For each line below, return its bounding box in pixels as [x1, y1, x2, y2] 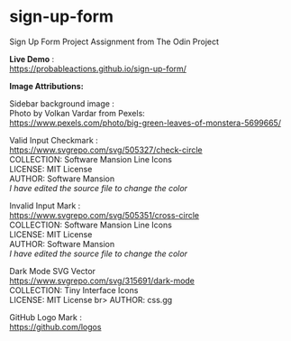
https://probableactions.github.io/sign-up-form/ [9, 63, 187, 74]
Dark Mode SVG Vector [9, 265, 96, 276]
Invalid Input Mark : [9, 200, 81, 211]
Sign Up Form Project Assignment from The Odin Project [9, 36, 219, 47]
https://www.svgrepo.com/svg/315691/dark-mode [9, 275, 196, 286]
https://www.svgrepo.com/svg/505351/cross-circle [9, 209, 200, 220]
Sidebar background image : [9, 97, 115, 109]
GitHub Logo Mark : [9, 311, 83, 322]
